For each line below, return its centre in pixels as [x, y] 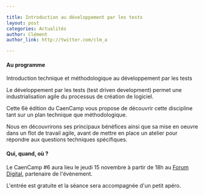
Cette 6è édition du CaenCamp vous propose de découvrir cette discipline [100, 108]
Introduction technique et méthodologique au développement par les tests [100, 78]
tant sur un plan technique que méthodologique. [67, 115]
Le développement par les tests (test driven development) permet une [94, 90]
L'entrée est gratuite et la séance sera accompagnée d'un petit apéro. [94, 185]
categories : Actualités [37, 29]
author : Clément [27, 34]
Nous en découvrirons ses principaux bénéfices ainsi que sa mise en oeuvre [102, 127]
